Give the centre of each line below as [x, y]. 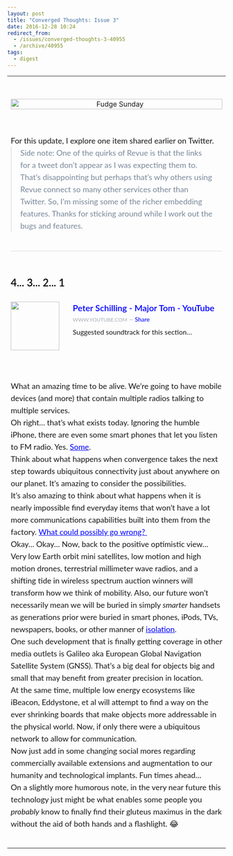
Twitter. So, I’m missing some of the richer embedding [111, 201]
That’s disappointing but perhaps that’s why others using [116, 177]
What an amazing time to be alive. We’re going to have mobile [116, 386]
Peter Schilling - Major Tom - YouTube [144, 307]
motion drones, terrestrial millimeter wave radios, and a [104, 568]
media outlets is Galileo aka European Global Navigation [106, 653]
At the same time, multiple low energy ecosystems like [103, 690]
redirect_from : [29, 33]
